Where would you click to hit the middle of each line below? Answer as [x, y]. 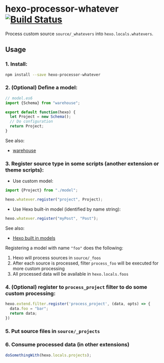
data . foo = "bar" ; [29, 309]
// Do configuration [31, 122]
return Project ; [27, 126]
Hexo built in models [34, 238]
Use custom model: [33, 181]
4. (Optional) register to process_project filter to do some [76, 287]
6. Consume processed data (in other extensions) [67, 345]
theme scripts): [25, 170]
